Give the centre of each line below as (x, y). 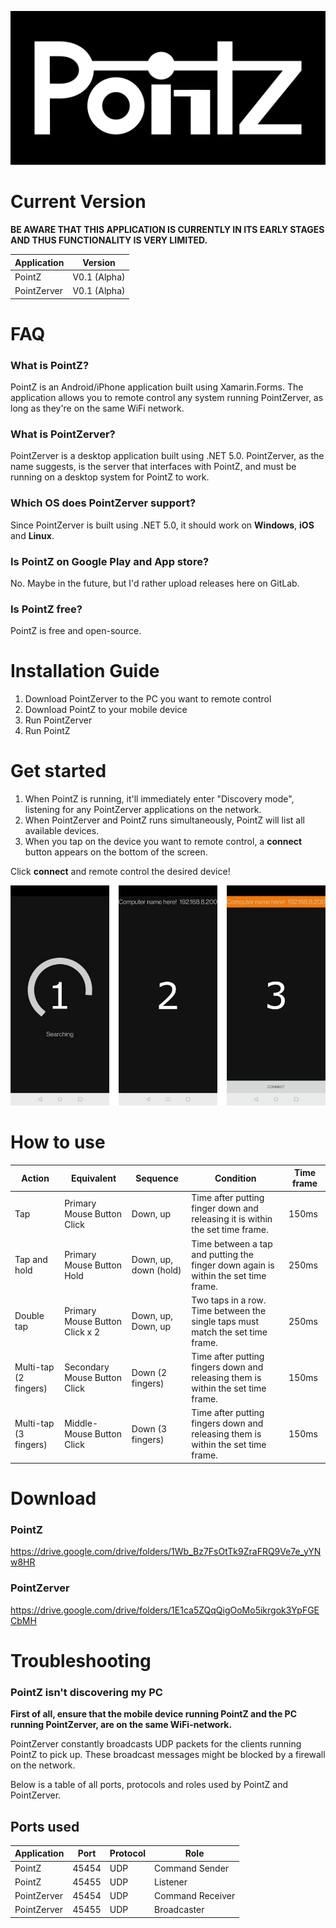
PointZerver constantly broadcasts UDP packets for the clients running (156, 1744)
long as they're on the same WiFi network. (97, 408)
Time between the (229, 1310)
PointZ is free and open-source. (76, 631)
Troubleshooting (81, 1660)
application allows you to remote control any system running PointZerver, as (167, 398)
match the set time (229, 1332)
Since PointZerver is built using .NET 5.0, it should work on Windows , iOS (162, 525)
